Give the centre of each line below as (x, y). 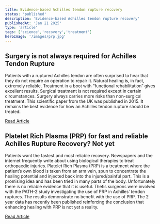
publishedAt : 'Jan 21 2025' (33, 23)
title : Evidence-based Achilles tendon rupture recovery (64, 9)
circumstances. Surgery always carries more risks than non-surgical (73, 96)
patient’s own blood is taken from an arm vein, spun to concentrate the (76, 171)
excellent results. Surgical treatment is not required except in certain (73, 91)
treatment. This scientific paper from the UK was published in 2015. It (74, 101)
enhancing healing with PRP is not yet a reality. (52, 207)
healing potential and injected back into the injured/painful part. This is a (77, 176)
